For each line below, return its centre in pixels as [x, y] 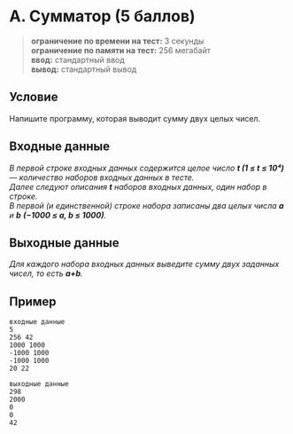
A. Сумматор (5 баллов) [103, 16]
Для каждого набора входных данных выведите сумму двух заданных [144, 264]
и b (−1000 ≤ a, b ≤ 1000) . [58, 215]
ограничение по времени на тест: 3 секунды [117, 41]
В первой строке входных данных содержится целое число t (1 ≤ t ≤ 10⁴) [147, 168]
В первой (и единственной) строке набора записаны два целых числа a [147, 205]
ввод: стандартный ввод [78, 59]
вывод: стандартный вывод [84, 69]
